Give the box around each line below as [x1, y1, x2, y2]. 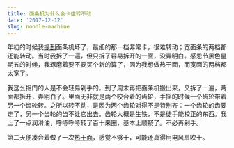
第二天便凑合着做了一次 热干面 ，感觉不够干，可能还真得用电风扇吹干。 [7, 133, 209, 142]
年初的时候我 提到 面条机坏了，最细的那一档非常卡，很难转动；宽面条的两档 [7, 43, 221, 51]
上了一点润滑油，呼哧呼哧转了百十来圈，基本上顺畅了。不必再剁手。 [7, 119, 203, 127]
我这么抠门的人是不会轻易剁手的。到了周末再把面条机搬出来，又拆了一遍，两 [7, 84, 227, 92]
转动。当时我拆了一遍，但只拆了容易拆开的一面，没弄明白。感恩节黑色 [19, 51, 221, 60]
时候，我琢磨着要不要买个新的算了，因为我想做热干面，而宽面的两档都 [25, 60, 227, 69]
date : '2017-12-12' [7, 17, 64, 24]
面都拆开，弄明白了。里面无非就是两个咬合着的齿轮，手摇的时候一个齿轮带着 [7, 92, 227, 101]
